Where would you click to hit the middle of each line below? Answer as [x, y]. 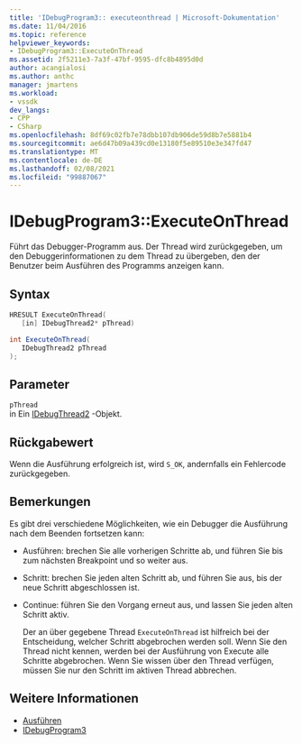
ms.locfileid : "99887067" [58, 177]
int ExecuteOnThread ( [50, 339]
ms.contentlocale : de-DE [56, 160]
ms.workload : [34, 93]
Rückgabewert [51, 442]
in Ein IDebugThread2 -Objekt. [66, 414]
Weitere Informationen [74, 698]
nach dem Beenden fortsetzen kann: [77, 533]
